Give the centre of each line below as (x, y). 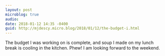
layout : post (19, 10)
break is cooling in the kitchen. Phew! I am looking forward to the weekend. (82, 48)
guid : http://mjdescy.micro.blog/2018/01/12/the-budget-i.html (72, 28)
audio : (12, 19)
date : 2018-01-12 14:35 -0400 (37, 24)
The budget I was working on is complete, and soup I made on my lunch (79, 42)
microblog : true (22, 14)
